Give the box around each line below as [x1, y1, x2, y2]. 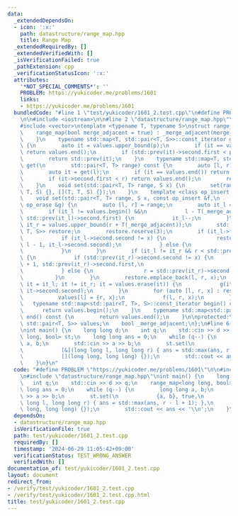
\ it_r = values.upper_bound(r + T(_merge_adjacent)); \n [20, 221, 192, 228]
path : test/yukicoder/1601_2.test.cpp [13, 432, 129, 439]
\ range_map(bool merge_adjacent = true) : [20, 129, 160, 136]
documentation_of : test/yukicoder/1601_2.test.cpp [7, 465, 160, 472]
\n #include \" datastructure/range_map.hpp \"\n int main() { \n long [20, 373, 230, 380]
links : [20, 96, 40, 103]
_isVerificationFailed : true [13, 57, 100, 64]
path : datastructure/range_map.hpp [20, 30, 125, 38]
